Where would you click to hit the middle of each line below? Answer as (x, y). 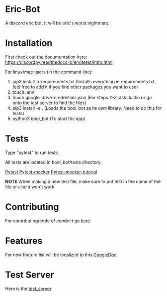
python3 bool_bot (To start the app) (49, 119)
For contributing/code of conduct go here (48, 221)
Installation (29, 43)
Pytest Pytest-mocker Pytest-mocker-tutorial (51, 172)
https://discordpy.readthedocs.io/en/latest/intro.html (59, 62)
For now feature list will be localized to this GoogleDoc (61, 255)
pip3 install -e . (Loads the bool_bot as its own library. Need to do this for (87, 108)
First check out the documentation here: (46, 57)
